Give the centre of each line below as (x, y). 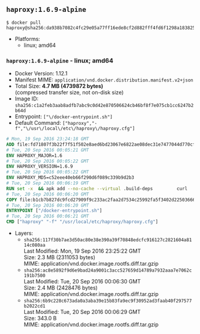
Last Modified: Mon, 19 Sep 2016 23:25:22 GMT (82, 251)
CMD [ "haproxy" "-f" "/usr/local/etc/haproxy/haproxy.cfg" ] (82, 222)
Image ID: (26, 99)
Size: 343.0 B (40, 319)
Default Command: (38, 123)
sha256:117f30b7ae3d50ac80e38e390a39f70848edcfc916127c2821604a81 (108, 240)
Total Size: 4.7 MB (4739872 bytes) (59, 86)
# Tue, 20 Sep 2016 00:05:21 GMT (48, 150)
